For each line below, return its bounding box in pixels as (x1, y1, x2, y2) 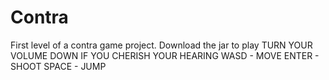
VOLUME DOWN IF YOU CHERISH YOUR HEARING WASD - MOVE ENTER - (10, 49, 320, 61)
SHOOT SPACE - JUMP (10, 60, 107, 72)
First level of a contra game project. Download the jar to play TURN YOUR (10, 39, 313, 51)
